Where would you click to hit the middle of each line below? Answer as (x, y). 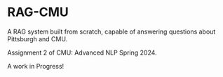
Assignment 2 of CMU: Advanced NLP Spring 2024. (82, 52)
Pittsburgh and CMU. (38, 38)
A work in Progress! (36, 66)
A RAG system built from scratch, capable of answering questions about (111, 31)
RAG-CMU (38, 12)
